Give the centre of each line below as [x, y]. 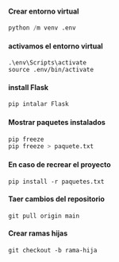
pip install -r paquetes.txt [56, 182]
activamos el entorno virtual [56, 46]
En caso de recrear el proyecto [59, 164]
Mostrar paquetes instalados [57, 122]
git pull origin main [44, 216]
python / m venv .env [42, 28]
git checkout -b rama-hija [53, 250]
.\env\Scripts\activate [48, 63]
